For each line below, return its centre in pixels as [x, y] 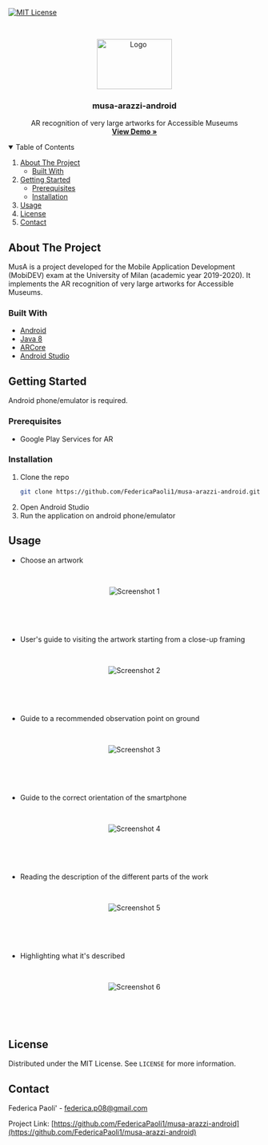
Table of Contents [45, 147]
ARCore [33, 348]
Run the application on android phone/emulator [98, 515]
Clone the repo [44, 477]
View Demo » [134, 131]
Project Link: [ [31, 1124]
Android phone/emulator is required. [68, 401]
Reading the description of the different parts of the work [114, 877]
